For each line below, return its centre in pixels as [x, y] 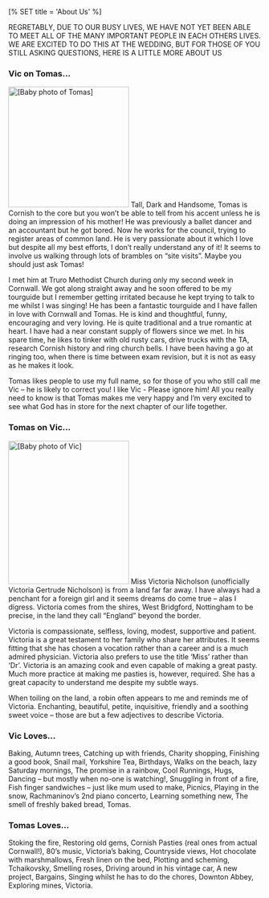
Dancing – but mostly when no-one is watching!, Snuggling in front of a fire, [133, 778]
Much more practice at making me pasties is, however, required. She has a [132, 674]
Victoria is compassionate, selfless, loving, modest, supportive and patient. [132, 631]
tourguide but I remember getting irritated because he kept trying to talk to [132, 297]
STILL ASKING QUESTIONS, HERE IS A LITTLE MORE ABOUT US [115, 53]
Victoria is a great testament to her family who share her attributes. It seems [134, 639]
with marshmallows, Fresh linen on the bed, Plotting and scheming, [119, 860]
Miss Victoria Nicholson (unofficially [190, 581]
